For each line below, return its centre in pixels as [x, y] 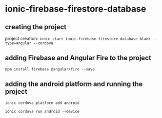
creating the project [36, 27]
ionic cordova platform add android [42, 103]
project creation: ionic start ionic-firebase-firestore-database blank [78, 38]
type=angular [18, 43]
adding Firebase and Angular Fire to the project [78, 58]
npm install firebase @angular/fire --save [50, 69]
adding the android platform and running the [74, 84]
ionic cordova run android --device [42, 111]
